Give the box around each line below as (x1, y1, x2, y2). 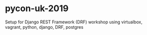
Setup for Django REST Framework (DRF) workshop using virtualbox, (5, 19, 143, 25)
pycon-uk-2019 (5, 3, 69, 14)
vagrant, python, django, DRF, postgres (5, 24, 83, 30)
